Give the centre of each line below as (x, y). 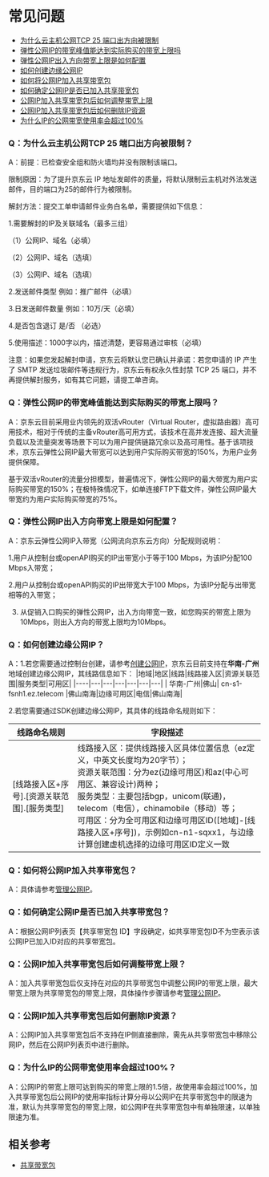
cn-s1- (232, 684)
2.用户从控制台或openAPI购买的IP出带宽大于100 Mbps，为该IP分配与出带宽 (132, 584)
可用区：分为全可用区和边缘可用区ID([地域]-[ (163, 821)
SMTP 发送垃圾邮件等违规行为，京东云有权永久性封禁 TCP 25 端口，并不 (137, 370)
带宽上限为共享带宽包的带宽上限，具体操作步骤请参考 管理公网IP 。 (117, 993)
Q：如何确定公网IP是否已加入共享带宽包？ (89, 912)
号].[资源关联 (37, 797)
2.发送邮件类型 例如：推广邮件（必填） (72, 292)
